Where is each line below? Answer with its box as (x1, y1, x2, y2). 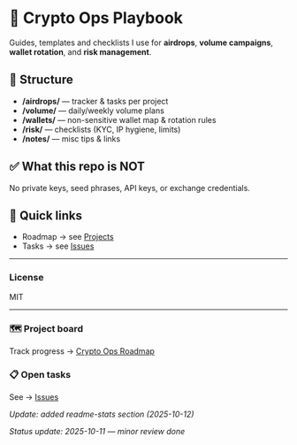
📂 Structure (9, 73, 73, 88)
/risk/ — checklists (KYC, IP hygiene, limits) (21, 124, 181, 134)
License (9, 272, 44, 284)
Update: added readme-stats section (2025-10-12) (9, 409, 194, 419)
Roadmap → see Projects (21, 232, 114, 242)
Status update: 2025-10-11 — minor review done (9, 426, 186, 437)
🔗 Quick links (9, 208, 82, 223)
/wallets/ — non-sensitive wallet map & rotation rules (21, 114, 217, 125)
